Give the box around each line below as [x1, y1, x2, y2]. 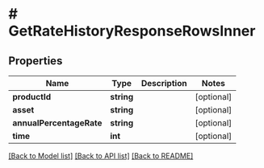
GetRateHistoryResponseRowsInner [8, 22, 256, 40]
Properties [8, 54, 63, 68]
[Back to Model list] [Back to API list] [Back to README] [8, 151, 194, 161]
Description [140, 78, 187, 88]
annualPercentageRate [12, 117, 103, 129]
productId [12, 92, 51, 102]
